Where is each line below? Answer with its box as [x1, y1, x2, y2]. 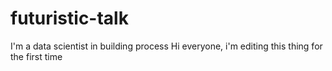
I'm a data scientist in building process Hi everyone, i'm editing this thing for [10, 40, 323, 52]
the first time [10, 50, 63, 62]
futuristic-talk [10, 7, 129, 30]
